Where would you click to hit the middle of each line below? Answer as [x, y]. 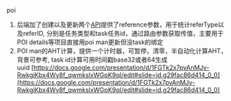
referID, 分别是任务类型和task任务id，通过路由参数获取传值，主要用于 [123, 33]
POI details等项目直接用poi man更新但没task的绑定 [90, 42]
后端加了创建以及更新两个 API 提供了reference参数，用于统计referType [117, 25]
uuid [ [25, 67]
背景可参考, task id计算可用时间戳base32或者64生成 [92, 60]
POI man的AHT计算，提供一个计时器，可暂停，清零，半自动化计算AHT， [122, 51]
